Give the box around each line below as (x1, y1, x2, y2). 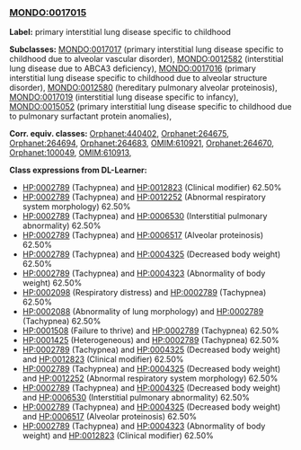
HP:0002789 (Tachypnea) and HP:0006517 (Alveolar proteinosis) (22, 230, 264, 241)
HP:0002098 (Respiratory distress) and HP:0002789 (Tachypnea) (22, 287, 267, 298)
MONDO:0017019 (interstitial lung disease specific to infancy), (9, 92, 239, 102)
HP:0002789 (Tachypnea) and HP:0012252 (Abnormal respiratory (22, 191, 267, 203)
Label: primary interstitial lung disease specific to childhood (9, 27, 232, 38)
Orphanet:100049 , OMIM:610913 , (9, 147, 132, 158)
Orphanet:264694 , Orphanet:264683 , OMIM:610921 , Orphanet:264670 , (9, 137, 275, 149)
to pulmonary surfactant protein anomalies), (9, 110, 173, 122)
